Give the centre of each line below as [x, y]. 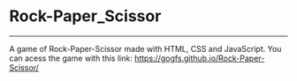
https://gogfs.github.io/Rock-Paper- [199, 58]
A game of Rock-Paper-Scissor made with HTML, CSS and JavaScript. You [145, 48]
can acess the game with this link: [71, 58]
